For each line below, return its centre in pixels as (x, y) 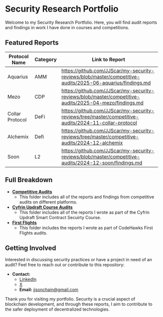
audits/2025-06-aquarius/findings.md (106, 82)
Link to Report (108, 59)
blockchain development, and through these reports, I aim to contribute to (79, 304)
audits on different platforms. (48, 202)
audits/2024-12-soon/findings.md (102, 162)
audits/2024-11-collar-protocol (99, 123)
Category (46, 59)
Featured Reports (32, 43)
